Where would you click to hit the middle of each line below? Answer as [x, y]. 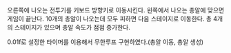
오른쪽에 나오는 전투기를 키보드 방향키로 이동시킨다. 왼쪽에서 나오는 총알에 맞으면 [116, 10]
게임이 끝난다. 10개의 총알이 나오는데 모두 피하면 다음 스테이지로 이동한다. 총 [110, 19]
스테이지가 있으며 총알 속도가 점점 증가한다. [72, 27]
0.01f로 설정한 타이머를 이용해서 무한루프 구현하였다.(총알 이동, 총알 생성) [106, 42]
